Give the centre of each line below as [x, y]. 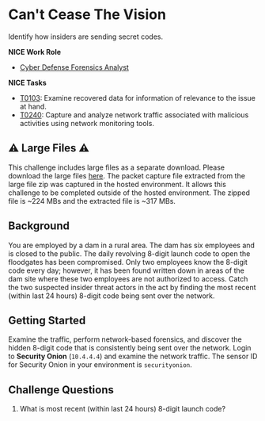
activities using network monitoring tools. [87, 123]
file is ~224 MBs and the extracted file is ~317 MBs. [92, 201]
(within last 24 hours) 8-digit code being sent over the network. [112, 296]
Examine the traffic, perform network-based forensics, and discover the [125, 339]
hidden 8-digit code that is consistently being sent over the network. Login [130, 348]
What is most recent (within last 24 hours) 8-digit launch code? [123, 409]
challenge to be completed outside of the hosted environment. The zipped [129, 193]
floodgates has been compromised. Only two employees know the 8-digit [128, 262]
